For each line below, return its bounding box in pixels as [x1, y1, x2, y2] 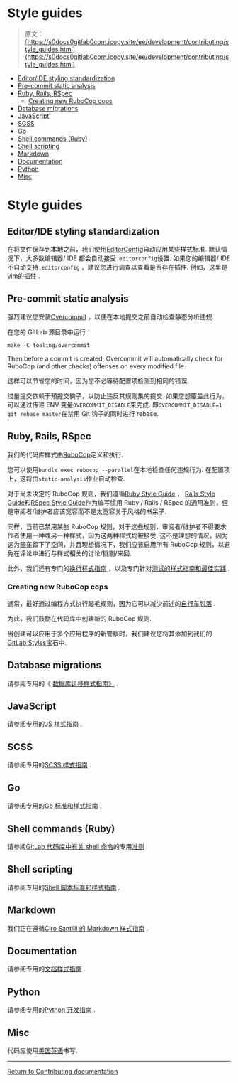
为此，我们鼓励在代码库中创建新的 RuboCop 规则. [7, 614, 152, 623]
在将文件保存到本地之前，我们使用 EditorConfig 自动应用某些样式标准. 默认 [7, 245, 222, 253]
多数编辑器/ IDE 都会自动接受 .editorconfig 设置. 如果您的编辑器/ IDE [31, 254, 231, 262]
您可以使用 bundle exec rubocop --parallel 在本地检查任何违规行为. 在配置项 [7, 465, 230, 474]
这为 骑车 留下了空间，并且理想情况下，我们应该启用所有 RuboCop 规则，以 [7, 540, 225, 548]
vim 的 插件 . [7, 272, 40, 280]
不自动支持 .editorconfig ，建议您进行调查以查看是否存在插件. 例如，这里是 [7, 262, 228, 271]
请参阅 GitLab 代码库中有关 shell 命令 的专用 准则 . [7, 842, 149, 850]
